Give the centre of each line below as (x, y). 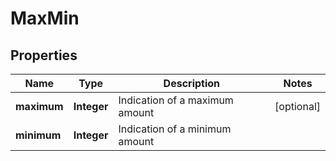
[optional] (297, 106)
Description (192, 83)
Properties (44, 55)
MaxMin (45, 18)
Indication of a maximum (176, 100)
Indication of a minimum (175, 129)
